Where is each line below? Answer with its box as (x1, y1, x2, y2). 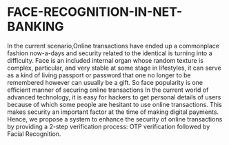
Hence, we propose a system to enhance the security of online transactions (7, 115, 223, 123)
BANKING (7, 19, 64, 35)
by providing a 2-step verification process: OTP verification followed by (7, 122, 210, 130)
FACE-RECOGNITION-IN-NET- (7, 4, 183, 20)
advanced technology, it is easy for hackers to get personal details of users (7, 93, 221, 101)
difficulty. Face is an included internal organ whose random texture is (7, 56, 203, 64)
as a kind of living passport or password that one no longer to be (7, 70, 191, 79)
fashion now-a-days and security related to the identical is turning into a (7, 49, 212, 57)
